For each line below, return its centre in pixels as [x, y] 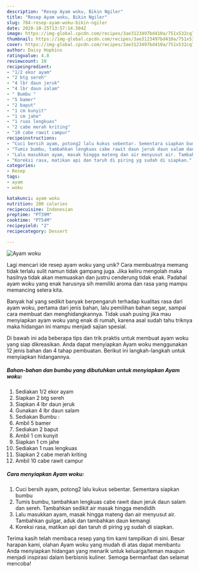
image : [15, 34]
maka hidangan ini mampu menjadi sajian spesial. [67, 327]
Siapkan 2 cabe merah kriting [51, 454]
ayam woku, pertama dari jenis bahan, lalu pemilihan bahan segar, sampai [97, 308]
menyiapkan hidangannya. [39, 357]
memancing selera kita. [35, 290]
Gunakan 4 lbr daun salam [47, 410]
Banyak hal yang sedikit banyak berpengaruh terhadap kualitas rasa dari [94, 301]
